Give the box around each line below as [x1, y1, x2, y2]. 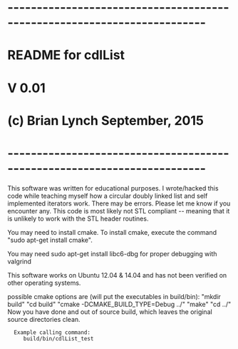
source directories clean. [7, 315, 81, 323]
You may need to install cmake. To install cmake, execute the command [7, 228, 217, 236]
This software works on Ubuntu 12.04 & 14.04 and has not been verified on [7, 270, 227, 279]
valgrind [7, 257, 32, 265]
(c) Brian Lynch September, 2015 [7, 112, 205, 128]
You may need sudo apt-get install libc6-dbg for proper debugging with [7, 249, 217, 258]
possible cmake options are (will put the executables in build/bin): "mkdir [7, 292, 221, 300]
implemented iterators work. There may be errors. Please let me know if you [7, 199, 231, 208]
